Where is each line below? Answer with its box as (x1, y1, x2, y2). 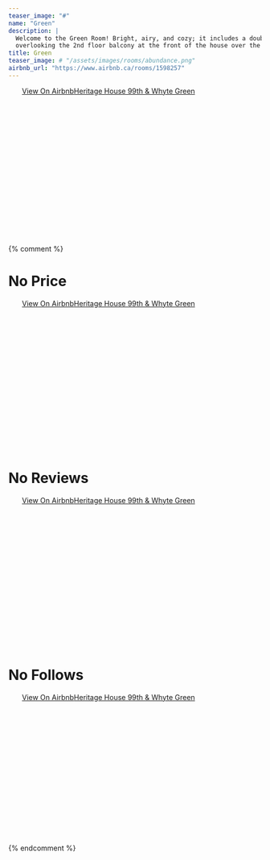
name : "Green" (8, 19, 56, 27)
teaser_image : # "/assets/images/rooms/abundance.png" (8, 57, 196, 65)
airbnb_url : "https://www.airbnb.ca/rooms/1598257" (8, 64, 185, 72)
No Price (8, 272, 67, 290)
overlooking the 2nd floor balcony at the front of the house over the (15, 42, 261, 50)
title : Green (8, 49, 52, 57)
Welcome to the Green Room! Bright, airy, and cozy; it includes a (15, 34, 247, 43)
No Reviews (8, 469, 89, 487)
